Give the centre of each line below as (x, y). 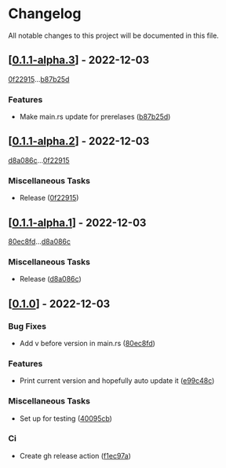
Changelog (45, 14)
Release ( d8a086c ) (50, 279)
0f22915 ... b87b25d (39, 79)
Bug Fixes (27, 326)
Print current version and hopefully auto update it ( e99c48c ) (117, 381)
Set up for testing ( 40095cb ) (66, 418)
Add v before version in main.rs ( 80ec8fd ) (87, 343)
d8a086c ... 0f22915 (39, 160)
